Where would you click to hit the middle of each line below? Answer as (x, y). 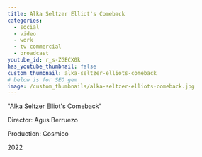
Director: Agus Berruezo (43, 120)
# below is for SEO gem (43, 80)
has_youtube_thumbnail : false (52, 66)
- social (27, 27)
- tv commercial (38, 47)
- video (25, 34)
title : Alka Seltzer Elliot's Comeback (66, 14)
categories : (25, 21)
